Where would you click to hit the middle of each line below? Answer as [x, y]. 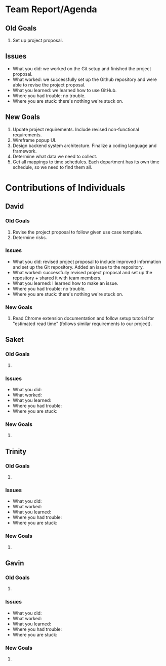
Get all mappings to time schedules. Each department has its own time [86, 162]
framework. [25, 151]
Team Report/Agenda [51, 9]
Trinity [16, 451]
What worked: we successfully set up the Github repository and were [85, 79]
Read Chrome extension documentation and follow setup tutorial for [83, 318]
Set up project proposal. [38, 40]
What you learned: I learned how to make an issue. [66, 283]
